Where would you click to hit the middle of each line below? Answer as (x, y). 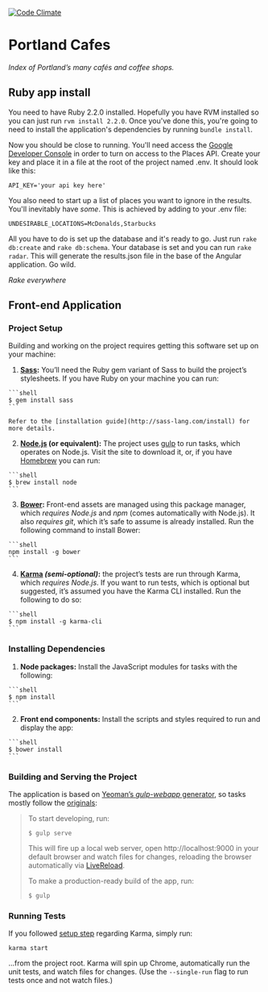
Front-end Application (65, 305)
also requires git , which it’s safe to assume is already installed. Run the (137, 522)
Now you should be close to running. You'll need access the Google (121, 144)
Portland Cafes (60, 45)
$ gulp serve (50, 834)
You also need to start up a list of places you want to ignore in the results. (130, 200)
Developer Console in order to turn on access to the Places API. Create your (134, 153)
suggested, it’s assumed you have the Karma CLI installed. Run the (130, 591)
